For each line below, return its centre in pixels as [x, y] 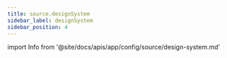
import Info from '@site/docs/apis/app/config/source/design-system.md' [114, 47]
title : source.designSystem [49, 14]
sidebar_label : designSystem [50, 21]
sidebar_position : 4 [38, 27]
